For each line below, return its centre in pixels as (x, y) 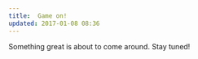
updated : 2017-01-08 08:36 (54, 23)
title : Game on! (38, 16)
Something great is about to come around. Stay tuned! (99, 46)
